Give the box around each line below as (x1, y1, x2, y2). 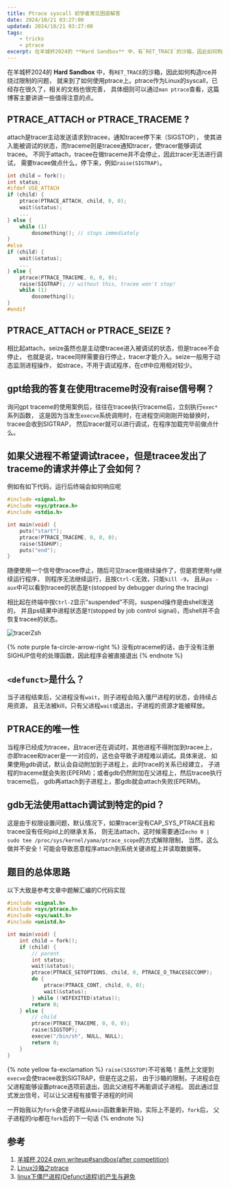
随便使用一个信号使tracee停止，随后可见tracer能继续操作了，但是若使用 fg (7, 566, 216, 575)
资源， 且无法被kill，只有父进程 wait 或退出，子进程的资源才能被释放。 (12, 701, 209, 710)
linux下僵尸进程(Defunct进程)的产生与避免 (16, 1173, 136, 1181)
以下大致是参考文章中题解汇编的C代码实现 (7, 886, 126, 894)
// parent (31, 950, 60, 957)
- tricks (19, 36, 44, 42)
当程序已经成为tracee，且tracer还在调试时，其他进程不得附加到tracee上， (7, 742, 216, 751)
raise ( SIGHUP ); (19, 540, 63, 547)
